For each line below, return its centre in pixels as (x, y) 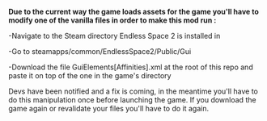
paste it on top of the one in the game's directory (90, 75)
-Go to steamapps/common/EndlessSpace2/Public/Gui (100, 51)
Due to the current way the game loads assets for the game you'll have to (133, 12)
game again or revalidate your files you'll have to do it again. (108, 108)
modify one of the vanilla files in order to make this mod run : (112, 20)
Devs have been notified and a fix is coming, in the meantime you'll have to (133, 91)
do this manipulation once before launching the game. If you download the (132, 100)
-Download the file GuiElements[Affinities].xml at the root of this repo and (131, 67)
